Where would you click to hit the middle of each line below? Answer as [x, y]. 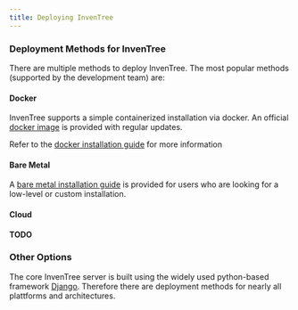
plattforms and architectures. [62, 296]
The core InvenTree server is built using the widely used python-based [139, 276]
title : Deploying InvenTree [62, 17]
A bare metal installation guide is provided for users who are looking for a [144, 184]
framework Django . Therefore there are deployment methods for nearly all [145, 286]
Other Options [41, 257]
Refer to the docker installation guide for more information [116, 144]
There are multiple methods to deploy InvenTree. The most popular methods [149, 68]
